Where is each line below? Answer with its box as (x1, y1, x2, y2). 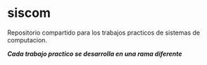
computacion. (7, 35, 48, 44)
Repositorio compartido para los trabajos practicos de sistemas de (7, 28, 201, 37)
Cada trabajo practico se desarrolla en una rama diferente (7, 49, 182, 58)
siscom (7, 5, 51, 21)
